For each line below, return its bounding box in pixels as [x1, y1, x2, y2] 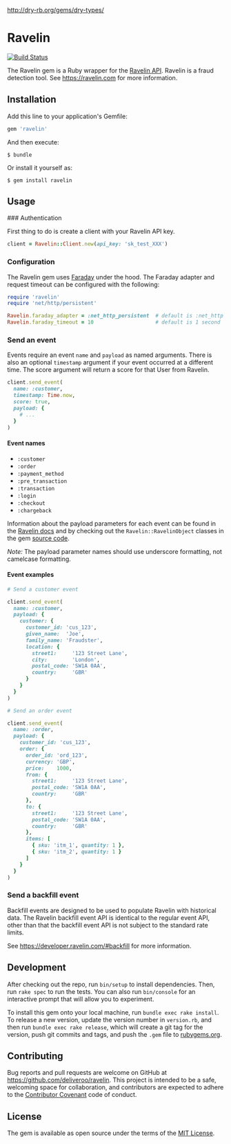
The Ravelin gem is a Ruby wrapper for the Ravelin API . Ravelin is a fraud [7, 66, 214, 75]
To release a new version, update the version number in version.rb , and [7, 1015, 212, 1024]
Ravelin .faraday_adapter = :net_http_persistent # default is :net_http [7, 313, 224, 320]
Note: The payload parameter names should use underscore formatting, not [7, 547, 223, 555]
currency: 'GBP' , [25, 758, 76, 765]
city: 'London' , [32, 656, 100, 663]
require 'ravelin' [7, 293, 60, 300]
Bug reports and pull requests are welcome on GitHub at [7, 1069, 168, 1077]
